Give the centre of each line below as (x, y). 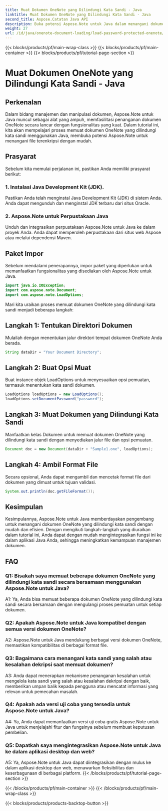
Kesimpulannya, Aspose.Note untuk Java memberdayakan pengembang (79, 519)
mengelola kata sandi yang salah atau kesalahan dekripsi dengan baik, (78, 681)
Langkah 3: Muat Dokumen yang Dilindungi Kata (82, 415)
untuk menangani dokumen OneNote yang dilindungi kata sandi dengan (79, 524)
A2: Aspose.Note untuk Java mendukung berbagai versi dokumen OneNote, (83, 640)
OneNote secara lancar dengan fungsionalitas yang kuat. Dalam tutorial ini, (82, 125)
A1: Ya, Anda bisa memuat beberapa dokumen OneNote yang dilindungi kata (84, 599)
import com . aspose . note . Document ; (41, 290)
